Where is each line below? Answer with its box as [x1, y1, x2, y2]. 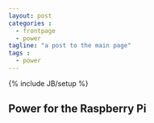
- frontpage [15, 27, 56, 35]
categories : [8, 19, 52, 27]
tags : [8, 49, 31, 57]
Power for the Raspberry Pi [8, 102, 147, 116]
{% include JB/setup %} [8, 78, 89, 88]
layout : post [8, 11, 52, 20]
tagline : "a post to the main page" [8, 42, 131, 50]
